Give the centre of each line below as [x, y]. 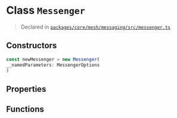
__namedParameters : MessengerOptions [53, 65]
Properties [26, 89]
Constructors [32, 46]
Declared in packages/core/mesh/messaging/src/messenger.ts [96, 27]
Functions [25, 109]
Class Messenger [46, 10]
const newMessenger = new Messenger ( [53, 59]
